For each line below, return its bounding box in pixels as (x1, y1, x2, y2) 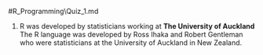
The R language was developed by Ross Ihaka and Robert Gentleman (19, 30, 243, 39)
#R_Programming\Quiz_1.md (8, 7, 99, 15)
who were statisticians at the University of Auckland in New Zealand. (19, 38, 243, 47)
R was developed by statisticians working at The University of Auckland (19, 22, 255, 30)
